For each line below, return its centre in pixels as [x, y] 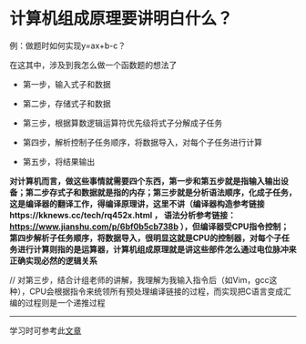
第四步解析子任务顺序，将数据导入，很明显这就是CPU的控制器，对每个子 [146, 238]
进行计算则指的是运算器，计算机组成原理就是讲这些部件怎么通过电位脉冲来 [157, 249]
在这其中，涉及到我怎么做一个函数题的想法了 [93, 65]
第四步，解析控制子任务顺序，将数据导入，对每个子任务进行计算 [142, 142]
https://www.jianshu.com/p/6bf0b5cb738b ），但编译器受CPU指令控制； [149, 226]
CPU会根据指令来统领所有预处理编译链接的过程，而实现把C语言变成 [156, 291]
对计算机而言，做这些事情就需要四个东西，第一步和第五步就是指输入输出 [145, 181]
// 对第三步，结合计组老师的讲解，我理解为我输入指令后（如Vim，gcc [139, 279]
